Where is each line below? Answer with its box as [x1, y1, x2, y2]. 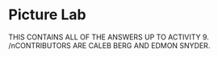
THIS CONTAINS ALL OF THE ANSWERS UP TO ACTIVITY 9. [8, 32, 210, 42]
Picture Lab [8, 6, 86, 24]
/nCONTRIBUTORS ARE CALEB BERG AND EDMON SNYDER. [8, 40, 211, 50]
